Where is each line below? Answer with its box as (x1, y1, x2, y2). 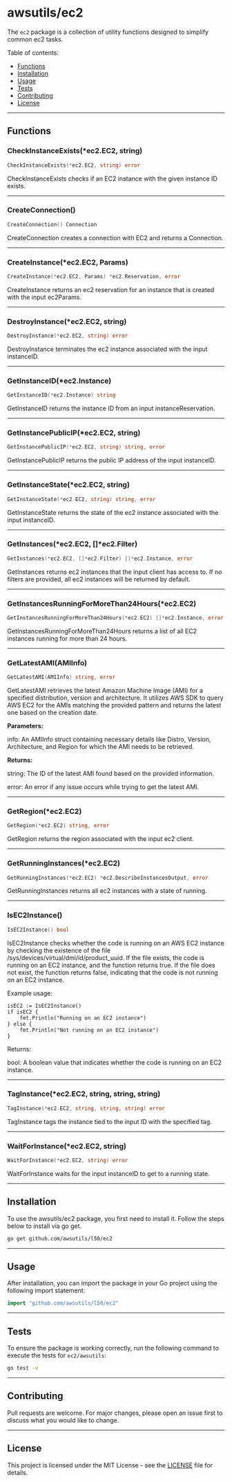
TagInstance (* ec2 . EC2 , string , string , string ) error (7, 1105, 166, 1112)
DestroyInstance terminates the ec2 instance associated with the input (7, 345, 209, 354)
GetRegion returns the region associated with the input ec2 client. (7, 835, 195, 843)
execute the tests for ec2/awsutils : (7, 1351, 107, 1359)
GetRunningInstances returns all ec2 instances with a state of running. (7, 887, 207, 895)
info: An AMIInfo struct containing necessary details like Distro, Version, (7, 735, 211, 743)
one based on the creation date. (7, 708, 98, 717)
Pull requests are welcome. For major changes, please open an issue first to (7, 1409, 223, 1417)
